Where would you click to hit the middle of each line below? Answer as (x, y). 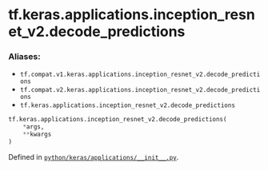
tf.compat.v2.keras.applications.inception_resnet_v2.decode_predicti (140, 90)
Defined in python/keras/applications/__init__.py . (94, 156)
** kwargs (37, 134)
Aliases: (25, 57)
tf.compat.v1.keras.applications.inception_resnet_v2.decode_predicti (140, 75)
